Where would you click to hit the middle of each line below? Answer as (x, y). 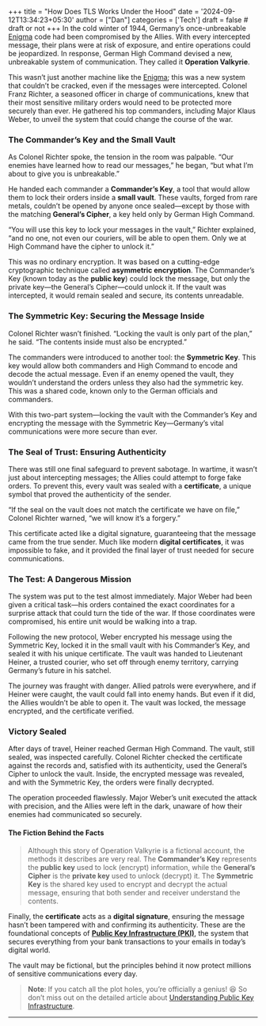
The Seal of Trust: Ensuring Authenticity (87, 452)
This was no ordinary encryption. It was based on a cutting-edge (114, 262)
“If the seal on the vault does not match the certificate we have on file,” (124, 509)
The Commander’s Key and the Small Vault (92, 139)
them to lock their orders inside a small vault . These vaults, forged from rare (133, 198)
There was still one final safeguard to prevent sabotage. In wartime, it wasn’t (133, 469)
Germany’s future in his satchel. (60, 671)
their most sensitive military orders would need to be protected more (120, 103)
